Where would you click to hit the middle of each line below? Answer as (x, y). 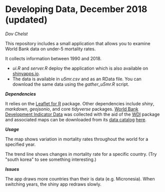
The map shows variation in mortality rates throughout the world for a (77, 139)
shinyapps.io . (26, 73)
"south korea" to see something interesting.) (51, 159)
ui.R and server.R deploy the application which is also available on (80, 68)
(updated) (26, 20)
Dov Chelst (16, 34)
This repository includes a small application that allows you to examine (78, 43)
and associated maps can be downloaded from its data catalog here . (76, 119)
